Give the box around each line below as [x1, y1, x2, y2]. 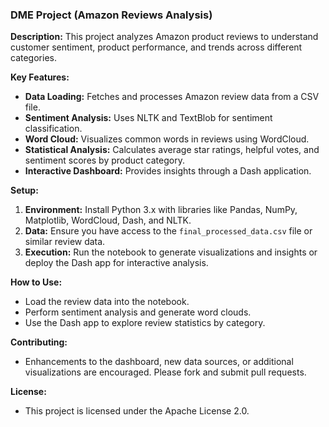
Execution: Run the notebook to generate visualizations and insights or [24, 246, 318, 258]
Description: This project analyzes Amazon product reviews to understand [10, 31, 319, 43]
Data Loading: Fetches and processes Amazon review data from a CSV [24, 91, 320, 103]
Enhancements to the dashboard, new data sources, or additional [24, 356, 294, 368]
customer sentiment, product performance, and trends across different [10, 41, 303, 53]
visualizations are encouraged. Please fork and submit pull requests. [24, 366, 307, 378]
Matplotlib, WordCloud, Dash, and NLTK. [24, 214, 192, 227]
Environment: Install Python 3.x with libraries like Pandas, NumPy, [24, 204, 298, 216]
